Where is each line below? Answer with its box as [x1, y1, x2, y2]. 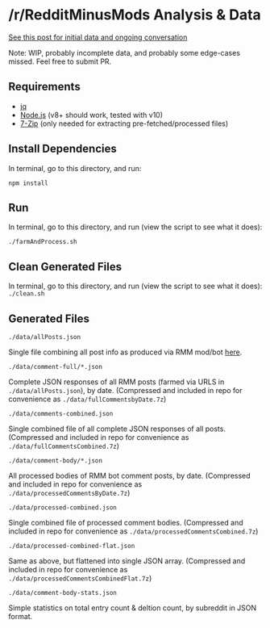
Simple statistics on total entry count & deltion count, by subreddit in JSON [8, 603, 257, 613]
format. [8, 612, 33, 621]
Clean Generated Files [8, 260, 123, 274]
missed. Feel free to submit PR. [8, 57, 112, 66]
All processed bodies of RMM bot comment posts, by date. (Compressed [8, 471, 251, 480]
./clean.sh [8, 290, 45, 298]
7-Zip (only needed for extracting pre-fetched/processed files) [19, 119, 229, 128]
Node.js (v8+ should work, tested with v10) [19, 110, 164, 119]
